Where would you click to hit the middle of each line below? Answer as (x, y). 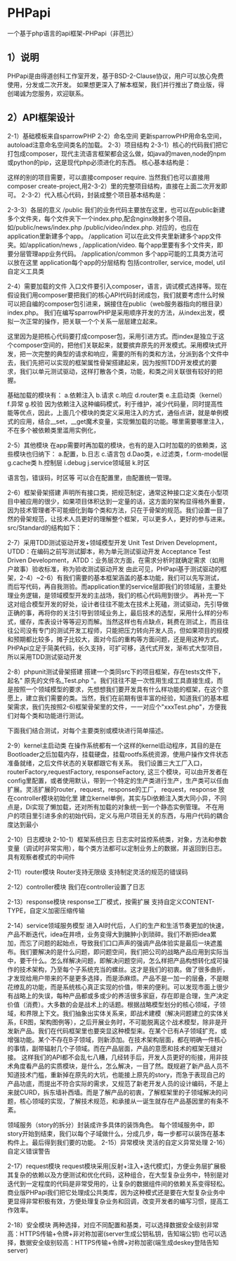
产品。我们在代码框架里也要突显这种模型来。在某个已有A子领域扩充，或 (123, 1031)
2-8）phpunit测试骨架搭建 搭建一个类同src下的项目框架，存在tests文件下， (116, 672)
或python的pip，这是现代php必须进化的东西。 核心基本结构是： (99, 162)
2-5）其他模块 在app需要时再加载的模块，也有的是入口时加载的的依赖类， (114, 445)
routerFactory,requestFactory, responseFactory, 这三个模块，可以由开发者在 (118, 771)
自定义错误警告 (29, 1151)
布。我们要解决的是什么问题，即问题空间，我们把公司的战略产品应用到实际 (115, 952)
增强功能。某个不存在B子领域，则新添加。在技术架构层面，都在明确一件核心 (117, 1039)
